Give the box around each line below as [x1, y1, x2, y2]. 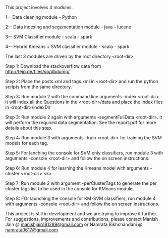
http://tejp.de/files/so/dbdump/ [5, 68, 70, 74]
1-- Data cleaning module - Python [5, 14, 77, 20]
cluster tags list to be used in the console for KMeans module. [5, 186, 134, 191]
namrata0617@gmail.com [5, 227, 58, 232]
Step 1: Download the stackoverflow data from [5, 63, 101, 69]
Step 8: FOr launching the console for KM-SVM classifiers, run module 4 [5, 195, 156, 202]
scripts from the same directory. [5, 84, 72, 90]
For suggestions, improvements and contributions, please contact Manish [5, 216, 158, 222]
